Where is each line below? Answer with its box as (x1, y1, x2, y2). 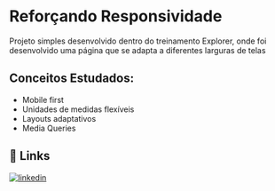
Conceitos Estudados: (9, 71, 135, 86)
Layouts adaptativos (21, 113, 97, 123)
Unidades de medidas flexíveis (21, 104, 135, 115)
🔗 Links (9, 148, 51, 163)
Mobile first (21, 94, 65, 105)
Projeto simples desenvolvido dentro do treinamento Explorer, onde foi (9, 36, 267, 46)
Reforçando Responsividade (9, 6, 223, 27)
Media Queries (21, 123, 76, 133)
